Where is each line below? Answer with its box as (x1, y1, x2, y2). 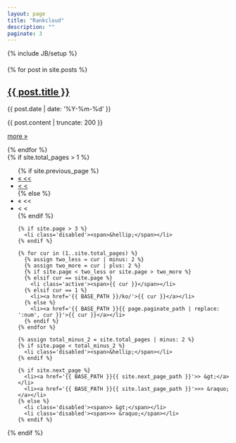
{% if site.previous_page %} (17, 167, 100, 175)
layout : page (7, 10, 46, 18)
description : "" (7, 23, 55, 30)
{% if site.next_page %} (17, 367, 91, 374)
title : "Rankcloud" (7, 17, 65, 24)
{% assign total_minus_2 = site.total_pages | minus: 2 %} (17, 336, 195, 344)
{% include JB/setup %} (7, 49, 77, 58)
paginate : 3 (7, 30, 42, 37)
